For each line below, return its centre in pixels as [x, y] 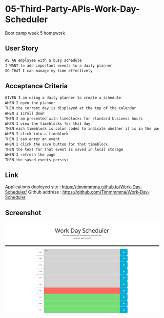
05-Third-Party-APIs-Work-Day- [72, 9]
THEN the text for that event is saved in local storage [64, 149]
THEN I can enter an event [32, 139]
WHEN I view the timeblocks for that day [48, 123]
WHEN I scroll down [25, 113]
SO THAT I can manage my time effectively [49, 71]
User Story [22, 48]
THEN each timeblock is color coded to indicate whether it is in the [78, 129]
